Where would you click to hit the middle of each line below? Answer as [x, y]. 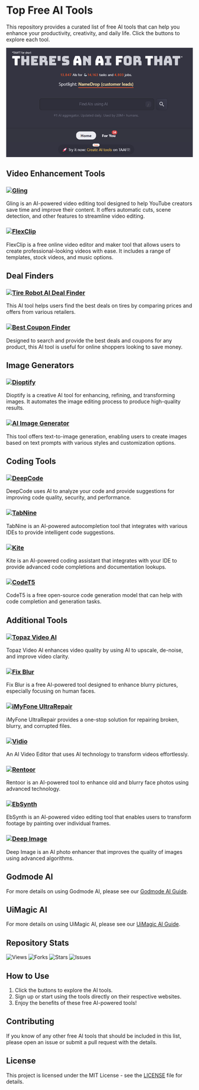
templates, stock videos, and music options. [60, 257]
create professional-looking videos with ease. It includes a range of [88, 251]
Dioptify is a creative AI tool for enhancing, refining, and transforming [91, 395]
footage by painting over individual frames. [59, 824]
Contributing [30, 1021]
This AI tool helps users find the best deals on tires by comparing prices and [99, 306]
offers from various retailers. [41, 312]
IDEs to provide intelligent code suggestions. [61, 532]
